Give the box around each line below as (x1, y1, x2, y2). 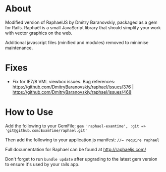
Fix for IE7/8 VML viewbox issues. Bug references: (12, 78, 115, 84)
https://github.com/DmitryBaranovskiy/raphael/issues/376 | (12, 84, 134, 90)
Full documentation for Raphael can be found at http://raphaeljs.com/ (5, 146, 146, 152)
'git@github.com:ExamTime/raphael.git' (5, 128, 88, 133)
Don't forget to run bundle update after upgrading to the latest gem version (5, 156, 158, 162)
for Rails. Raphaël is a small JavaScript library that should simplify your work (5, 24, 161, 30)
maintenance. (5, 45, 33, 51)
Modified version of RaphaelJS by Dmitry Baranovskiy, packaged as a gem (5, 19, 158, 25)
